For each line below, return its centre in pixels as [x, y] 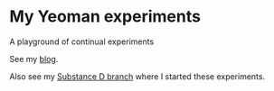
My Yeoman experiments [105, 17]
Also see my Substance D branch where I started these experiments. [137, 76]
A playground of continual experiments [82, 41]
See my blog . [34, 59]
